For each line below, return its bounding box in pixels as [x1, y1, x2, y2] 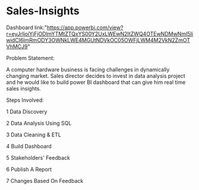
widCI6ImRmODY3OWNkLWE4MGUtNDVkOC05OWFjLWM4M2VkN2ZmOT [6, 36, 191, 43]
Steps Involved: [6, 96, 45, 104]
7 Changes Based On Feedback [6, 177, 84, 184]
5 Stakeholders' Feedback [6, 154, 70, 161]
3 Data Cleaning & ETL [6, 131, 61, 138]
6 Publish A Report [6, 166, 52, 173]
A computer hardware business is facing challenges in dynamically [6, 66, 170, 73]
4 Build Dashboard [6, 142, 52, 149]
